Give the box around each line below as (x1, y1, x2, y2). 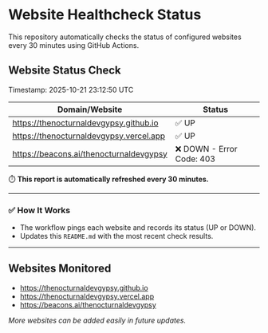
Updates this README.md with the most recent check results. (19, 232, 214, 241)
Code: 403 (175, 153, 215, 165)
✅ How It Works (8, 204, 70, 216)
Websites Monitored (8, 262, 112, 276)
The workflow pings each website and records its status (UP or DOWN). (19, 223, 257, 232)
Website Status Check (8, 64, 121, 77)
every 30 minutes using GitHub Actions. (8, 40, 140, 50)
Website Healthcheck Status (8, 6, 202, 24)
